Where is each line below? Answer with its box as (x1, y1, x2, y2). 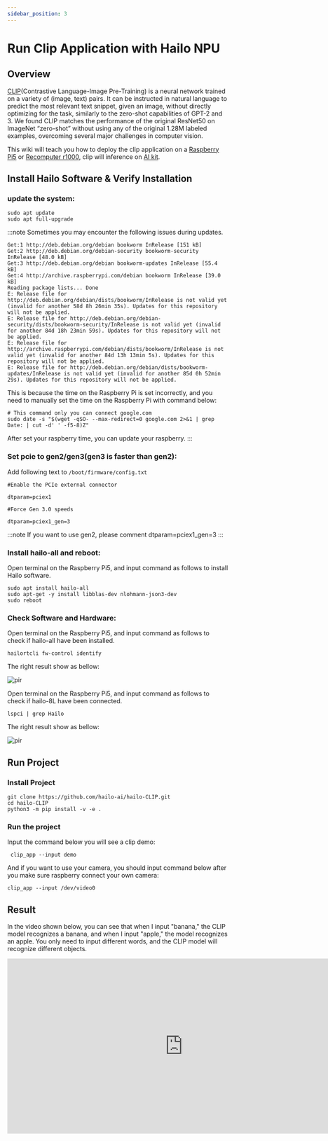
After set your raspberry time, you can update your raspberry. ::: (7, 434, 193, 443)
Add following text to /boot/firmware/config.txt (7, 467, 147, 476)
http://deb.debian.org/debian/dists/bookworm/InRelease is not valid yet (7, 297, 228, 304)
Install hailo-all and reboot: (7, 548, 101, 558)
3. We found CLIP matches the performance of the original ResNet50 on (7, 116, 215, 125)
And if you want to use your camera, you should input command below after (7, 864, 226, 872)
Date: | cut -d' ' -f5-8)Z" (7, 422, 90, 429)
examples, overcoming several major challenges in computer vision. (7, 131, 203, 140)
